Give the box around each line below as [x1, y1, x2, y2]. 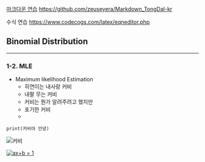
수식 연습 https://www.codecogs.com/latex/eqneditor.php [6, 18, 150, 26]
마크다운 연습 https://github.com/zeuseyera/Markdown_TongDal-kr [6, 6, 173, 12]
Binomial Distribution [6, 36, 88, 47]
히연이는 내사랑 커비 [24, 83, 72, 90]
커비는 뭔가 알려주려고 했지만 [24, 98, 93, 106]
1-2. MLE [6, 62, 32, 70]
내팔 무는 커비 [24, 90, 57, 98]
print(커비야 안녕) [6, 126, 49, 132]
